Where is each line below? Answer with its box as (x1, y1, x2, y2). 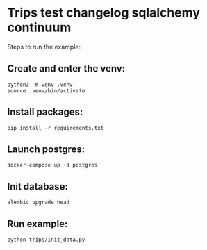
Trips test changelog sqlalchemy (7, 5, 200, 21)
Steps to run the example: (7, 42, 81, 51)
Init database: (7, 181, 68, 192)
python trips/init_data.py (7, 236, 85, 243)
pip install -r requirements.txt (7, 124, 104, 131)
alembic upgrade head (7, 199, 70, 206)
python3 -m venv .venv (7, 81, 73, 88)
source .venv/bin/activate (7, 87, 85, 94)
